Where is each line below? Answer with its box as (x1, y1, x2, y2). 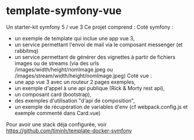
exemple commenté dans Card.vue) (14, 110, 101, 117)
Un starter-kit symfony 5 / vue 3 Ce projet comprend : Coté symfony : (6, 23, 174, 30)
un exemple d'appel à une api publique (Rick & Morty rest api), (14, 84, 165, 91)
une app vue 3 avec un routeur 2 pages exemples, (14, 78, 136, 86)
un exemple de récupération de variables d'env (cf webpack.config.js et (14, 103, 188, 110)
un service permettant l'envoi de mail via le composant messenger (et (14, 41, 183, 48)
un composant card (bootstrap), (14, 91, 92, 98)
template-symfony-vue (6, 4, 122, 18)
